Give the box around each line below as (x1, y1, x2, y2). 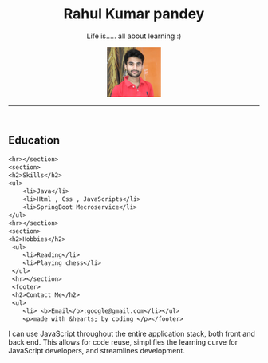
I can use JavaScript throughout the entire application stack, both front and (8, 329, 255, 339)
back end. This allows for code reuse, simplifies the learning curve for (8, 337, 238, 347)
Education (8, 133, 61, 147)
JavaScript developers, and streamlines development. (8, 346, 186, 356)
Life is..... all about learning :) (86, 31, 182, 41)
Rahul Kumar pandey (63, 5, 205, 23)
